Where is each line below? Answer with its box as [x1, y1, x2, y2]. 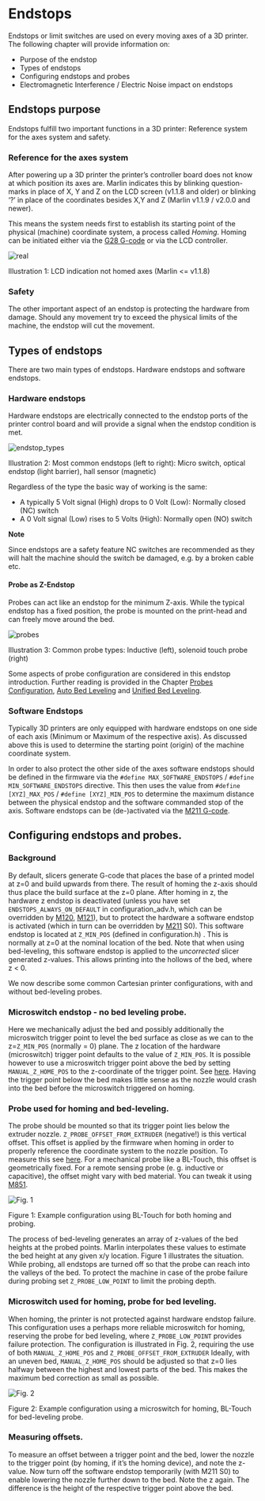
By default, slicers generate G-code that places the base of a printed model [8, 870, 255, 880]
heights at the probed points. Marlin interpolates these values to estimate [8, 1243, 247, 1253]
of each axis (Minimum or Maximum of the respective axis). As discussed [8, 731, 248, 741]
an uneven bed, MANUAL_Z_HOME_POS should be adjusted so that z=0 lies [8, 1356, 237, 1366]
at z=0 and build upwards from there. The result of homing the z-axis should [8, 879, 258, 889]
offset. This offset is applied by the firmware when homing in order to [8, 1138, 235, 1147]
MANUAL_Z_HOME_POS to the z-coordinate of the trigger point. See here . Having [8, 1066, 256, 1076]
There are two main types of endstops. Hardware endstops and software [8, 365, 246, 374]
